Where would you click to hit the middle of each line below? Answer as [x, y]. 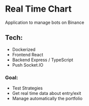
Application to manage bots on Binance [45, 22]
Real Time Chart [38, 9]
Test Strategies [27, 88]
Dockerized [24, 49]
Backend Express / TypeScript [43, 60]
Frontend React [28, 54]
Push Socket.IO [28, 65]
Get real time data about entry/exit [47, 93]
